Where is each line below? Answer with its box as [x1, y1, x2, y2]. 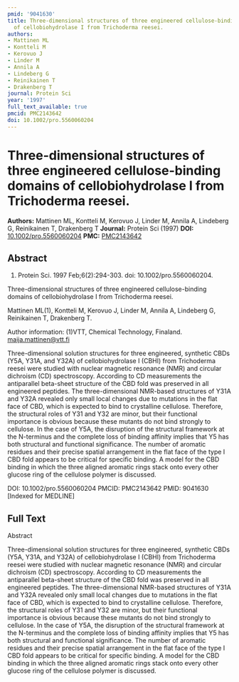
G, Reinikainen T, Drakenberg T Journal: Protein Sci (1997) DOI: [7, 224, 194, 233]
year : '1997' [7, 97, 46, 104]
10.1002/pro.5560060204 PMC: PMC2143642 [7, 231, 142, 240]
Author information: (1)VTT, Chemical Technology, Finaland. [7, 327, 183, 336]
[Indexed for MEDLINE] [7, 492, 75, 500]
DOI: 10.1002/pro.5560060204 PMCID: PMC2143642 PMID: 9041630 [7, 484, 209, 493]
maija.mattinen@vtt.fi [7, 335, 70, 344]
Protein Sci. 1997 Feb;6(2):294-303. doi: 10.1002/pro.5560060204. [17, 271, 213, 280]
